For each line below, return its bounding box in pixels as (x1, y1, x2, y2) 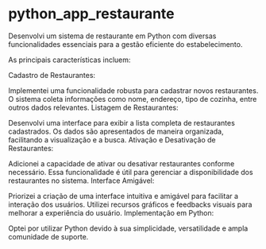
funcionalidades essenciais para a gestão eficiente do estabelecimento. (8, 39, 243, 49)
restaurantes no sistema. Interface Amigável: (8, 176, 155, 185)
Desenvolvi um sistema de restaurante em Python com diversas (8, 31, 217, 41)
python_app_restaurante (8, 5, 175, 23)
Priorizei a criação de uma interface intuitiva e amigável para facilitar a (8, 191, 239, 200)
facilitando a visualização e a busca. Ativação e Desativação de (8, 134, 216, 144)
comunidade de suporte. (8, 231, 89, 241)
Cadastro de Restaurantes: (8, 70, 96, 80)
